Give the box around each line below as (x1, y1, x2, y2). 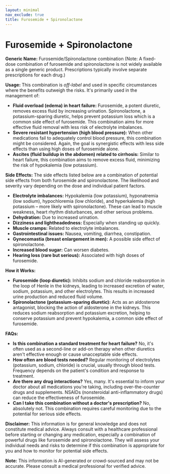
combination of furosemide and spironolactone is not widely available (17, 61, 162, 67)
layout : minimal (5, 7, 40, 13)
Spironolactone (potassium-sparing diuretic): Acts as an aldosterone (12, 299, 160, 305)
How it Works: (5, 268, 36, 274)
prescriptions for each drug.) (5, 72, 66, 78)
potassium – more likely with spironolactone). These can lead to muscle (12, 203, 162, 209)
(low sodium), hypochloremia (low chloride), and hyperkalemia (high (12, 198, 156, 204)
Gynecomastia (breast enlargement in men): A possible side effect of (12, 236, 160, 242)
